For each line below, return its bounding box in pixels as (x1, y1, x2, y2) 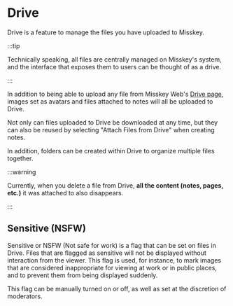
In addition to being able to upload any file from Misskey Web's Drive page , (7, 90, 224, 98)
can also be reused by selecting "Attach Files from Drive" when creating (7, 125, 215, 134)
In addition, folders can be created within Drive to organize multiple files (7, 146, 215, 155)
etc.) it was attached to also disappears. (7, 188, 124, 197)
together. (7, 154, 34, 162)
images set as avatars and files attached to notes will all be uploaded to (7, 97, 213, 106)
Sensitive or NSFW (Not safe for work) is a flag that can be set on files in (7, 241, 217, 249)
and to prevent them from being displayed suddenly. (7, 271, 158, 279)
